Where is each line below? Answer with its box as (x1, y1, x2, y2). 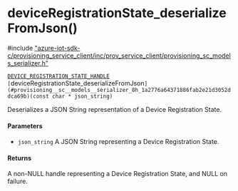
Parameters (7, 121, 43, 130)
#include (7, 43, 33, 52)
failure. (7, 177, 29, 186)
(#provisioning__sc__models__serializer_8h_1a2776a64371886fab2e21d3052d (7, 86, 232, 93)
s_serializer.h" (7, 58, 48, 67)
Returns (7, 153, 32, 162)
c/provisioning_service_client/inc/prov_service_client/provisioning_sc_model (7, 51, 232, 60)
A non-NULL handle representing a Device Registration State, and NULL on (7, 170, 228, 178)
